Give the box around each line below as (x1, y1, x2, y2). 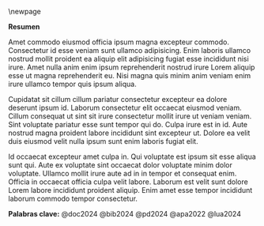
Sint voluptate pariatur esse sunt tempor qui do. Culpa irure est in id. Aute (8, 120, 248, 129)
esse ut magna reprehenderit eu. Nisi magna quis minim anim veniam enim (8, 71, 251, 80)
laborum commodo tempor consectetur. (8, 194, 138, 203)
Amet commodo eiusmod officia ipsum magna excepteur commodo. (8, 37, 229, 47)
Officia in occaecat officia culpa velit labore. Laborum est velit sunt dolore (8, 177, 249, 186)
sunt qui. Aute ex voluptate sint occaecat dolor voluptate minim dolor (8, 160, 233, 169)
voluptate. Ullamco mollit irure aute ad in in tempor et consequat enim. (8, 169, 237, 178)
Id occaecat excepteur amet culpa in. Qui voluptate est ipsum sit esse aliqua (8, 152, 257, 161)
